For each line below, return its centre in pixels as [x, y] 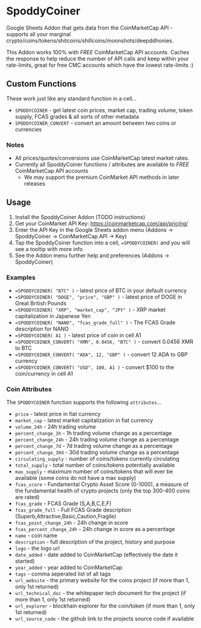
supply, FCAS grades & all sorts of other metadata [77, 116]
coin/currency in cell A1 [44, 374]
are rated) [27, 497]
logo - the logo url [37, 549]
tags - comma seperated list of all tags [63, 574]
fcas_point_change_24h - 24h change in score [71, 523]
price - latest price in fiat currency [58, 414]
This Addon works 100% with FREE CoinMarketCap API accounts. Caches [98, 52]
